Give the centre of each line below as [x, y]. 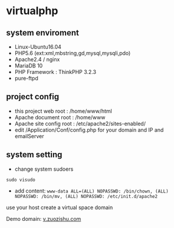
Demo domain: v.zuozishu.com [44, 219]
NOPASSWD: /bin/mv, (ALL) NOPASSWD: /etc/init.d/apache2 [86, 196]
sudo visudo [21, 180]
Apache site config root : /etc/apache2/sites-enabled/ [80, 123]
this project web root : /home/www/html [63, 111]
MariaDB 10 [29, 66]
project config [33, 97]
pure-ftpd [26, 78]
